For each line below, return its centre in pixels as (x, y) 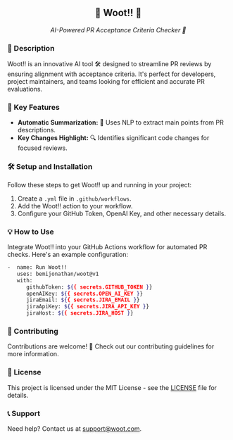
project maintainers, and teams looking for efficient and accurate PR (106, 82)
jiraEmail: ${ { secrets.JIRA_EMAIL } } (83, 300)
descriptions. (37, 130)
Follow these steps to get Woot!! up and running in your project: (100, 184)
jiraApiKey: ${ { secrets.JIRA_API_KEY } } (88, 307)
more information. (33, 354)
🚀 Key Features (33, 108)
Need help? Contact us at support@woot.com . (75, 428)
